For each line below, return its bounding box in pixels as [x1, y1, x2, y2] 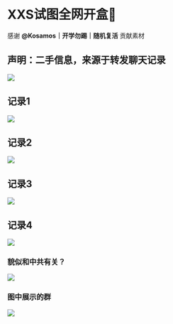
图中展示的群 [7, 292, 52, 302]
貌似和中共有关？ [7, 256, 66, 266]
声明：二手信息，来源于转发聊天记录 [7, 54, 166, 66]
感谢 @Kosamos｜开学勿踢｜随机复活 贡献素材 [7, 31, 145, 40]
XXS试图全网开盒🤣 [7, 6, 117, 23]
